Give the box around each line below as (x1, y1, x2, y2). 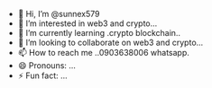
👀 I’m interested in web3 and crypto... (17, 18, 158, 29)
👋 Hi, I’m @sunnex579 (17, 9, 101, 19)
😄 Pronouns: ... (17, 60, 77, 71)
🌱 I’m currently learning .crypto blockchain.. (17, 28, 181, 38)
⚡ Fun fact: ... (17, 70, 68, 81)
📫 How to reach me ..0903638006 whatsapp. (17, 48, 189, 57)
